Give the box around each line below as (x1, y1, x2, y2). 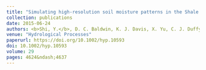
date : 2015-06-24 (6, 20, 51, 26)
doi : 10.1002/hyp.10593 (6, 43, 67, 49)
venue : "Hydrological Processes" (6, 32, 92, 38)
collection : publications (6, 15, 72, 21)
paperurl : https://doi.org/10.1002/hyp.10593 (6, 37, 124, 43)
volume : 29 (6, 49, 34, 55)
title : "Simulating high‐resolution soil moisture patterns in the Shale (6, 9, 199, 15)
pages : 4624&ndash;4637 (6, 54, 67, 60)
